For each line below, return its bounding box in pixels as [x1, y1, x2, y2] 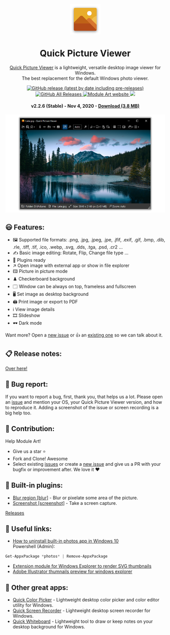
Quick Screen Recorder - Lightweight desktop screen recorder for [12, 608, 151, 614]
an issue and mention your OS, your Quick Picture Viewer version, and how [5, 399, 162, 405]
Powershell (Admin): [12, 543, 55, 550]
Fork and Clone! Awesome [12, 456, 68, 462]
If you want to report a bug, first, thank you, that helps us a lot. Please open [5, 394, 163, 400]
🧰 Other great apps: [5, 583, 69, 592]
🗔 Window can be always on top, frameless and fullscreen [12, 284, 136, 290]
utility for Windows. [12, 602, 53, 609]
